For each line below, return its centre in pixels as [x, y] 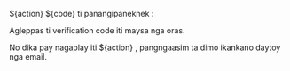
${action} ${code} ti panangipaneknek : [82, 14]
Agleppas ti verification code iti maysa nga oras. [97, 30]
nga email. [28, 57]
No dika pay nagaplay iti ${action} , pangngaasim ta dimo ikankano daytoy [145, 47]
